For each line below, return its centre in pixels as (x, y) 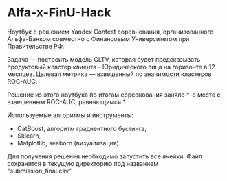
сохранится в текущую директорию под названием (83, 163)
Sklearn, (29, 136)
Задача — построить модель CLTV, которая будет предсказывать (104, 59)
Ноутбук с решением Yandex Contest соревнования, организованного (110, 32)
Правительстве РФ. (36, 46)
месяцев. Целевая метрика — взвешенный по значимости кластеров (109, 74)
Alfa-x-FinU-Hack (59, 13)
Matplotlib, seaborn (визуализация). (69, 143)
